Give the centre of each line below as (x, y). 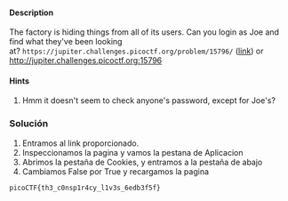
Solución (29, 124)
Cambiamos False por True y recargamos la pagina (116, 171)
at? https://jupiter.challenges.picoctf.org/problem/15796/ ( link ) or (136, 51)
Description (32, 12)
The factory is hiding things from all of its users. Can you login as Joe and (144, 32)
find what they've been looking (66, 42)
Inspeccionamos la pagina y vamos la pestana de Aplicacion (132, 152)
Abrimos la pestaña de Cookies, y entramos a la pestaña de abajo (142, 162)
